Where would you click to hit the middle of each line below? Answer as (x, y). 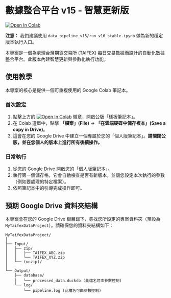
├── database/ (29, 276)
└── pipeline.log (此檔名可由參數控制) (63, 291)
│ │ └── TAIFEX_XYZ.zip (35, 258)
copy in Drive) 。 (30, 130)
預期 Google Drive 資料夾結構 (52, 206)
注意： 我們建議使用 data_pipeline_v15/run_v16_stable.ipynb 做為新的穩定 (84, 35)
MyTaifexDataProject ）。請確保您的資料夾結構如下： (59, 225)
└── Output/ (18, 271)
